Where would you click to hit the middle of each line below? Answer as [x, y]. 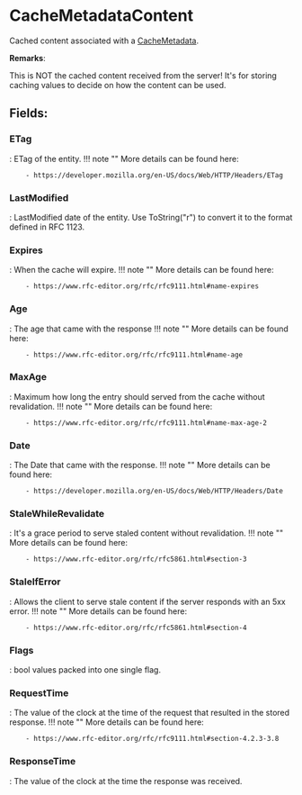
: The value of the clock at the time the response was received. [126, 781]
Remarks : [28, 58]
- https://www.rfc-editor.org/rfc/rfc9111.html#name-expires [142, 286]
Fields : [29, 113]
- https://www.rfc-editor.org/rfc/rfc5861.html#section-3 [136, 559]
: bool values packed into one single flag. [85, 670]
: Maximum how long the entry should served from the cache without [137, 396]
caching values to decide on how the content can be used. [118, 85]
